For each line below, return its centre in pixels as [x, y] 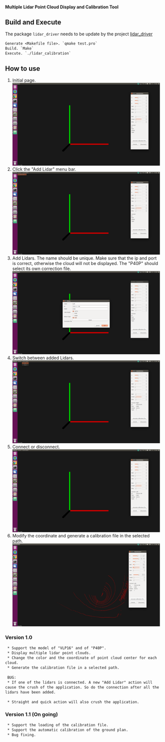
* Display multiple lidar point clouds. [49, 653]
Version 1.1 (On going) [31, 715]
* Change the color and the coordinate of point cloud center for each [82, 658]
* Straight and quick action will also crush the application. [73, 702]
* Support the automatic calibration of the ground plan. [68, 730]
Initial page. [24, 80]
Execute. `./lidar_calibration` [38, 53]
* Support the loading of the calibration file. [58, 725]
